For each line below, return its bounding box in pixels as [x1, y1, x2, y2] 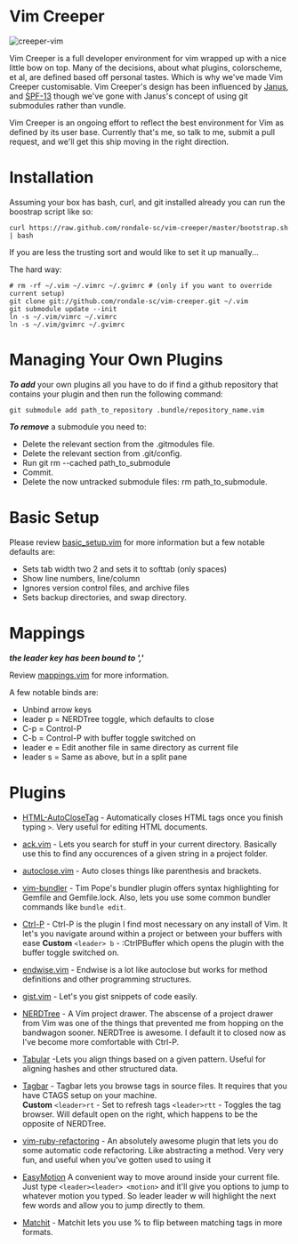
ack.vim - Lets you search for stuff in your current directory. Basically [21, 839, 278, 849]
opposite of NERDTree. [21, 1118, 107, 1128]
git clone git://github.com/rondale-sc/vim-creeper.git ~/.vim [9, 296, 249, 306]
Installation [9, 167, 94, 188]
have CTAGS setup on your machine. [21, 1089, 157, 1100]
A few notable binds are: [9, 686, 100, 697]
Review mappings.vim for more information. [9, 670, 169, 680]
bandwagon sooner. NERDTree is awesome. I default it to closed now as [21, 1027, 286, 1038]
